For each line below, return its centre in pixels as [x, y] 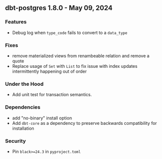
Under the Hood [24, 84]
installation [23, 128]
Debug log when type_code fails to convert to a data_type [70, 32]
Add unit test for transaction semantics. [52, 95]
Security [15, 141]
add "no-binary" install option [42, 118]
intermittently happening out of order [49, 71]
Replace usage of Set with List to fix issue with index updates [75, 66]
